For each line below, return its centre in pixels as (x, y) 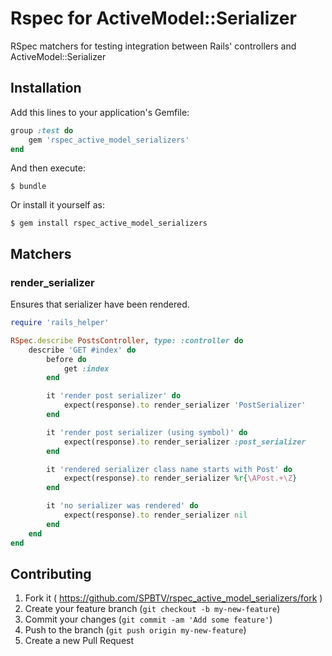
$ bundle (28, 187)
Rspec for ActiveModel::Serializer (153, 18)
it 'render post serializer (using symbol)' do (147, 432)
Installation (46, 88)
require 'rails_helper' (60, 323)
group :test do (42, 130)
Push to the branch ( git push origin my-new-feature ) (135, 630)
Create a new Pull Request (79, 641)
